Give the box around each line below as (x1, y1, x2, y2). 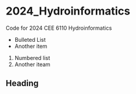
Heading (5, 78, 39, 89)
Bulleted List (14, 36, 46, 43)
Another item (14, 42, 48, 50)
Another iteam (14, 61, 51, 68)
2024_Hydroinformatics (5, 4, 131, 18)
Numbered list (14, 54, 51, 61)
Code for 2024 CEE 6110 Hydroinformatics (5, 24, 112, 32)
